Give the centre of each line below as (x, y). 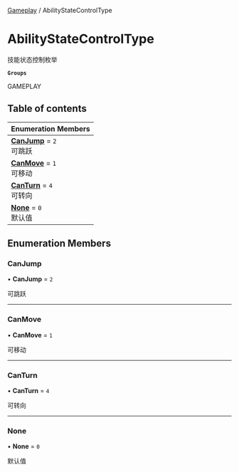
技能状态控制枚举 (32, 59)
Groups (17, 73)
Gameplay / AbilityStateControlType (60, 10)
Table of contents (47, 109)
